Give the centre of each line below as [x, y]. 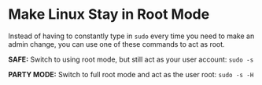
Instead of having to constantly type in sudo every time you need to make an [131, 36]
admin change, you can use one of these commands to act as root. [117, 44]
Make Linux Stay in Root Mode [109, 14]
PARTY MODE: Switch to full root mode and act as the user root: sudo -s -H [131, 74]
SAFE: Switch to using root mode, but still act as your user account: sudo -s [131, 59]
